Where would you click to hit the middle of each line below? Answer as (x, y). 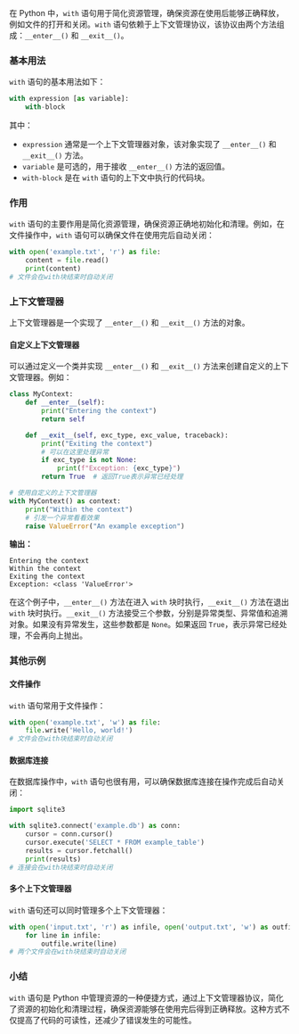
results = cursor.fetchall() (79, 850)
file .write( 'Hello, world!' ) (79, 731)
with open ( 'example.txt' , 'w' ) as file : (85, 722)
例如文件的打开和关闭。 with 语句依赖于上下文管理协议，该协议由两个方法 (143, 24)
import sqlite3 (37, 810)
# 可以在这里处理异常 (75, 452)
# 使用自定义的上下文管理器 (53, 493)
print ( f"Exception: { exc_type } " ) (118, 468)
